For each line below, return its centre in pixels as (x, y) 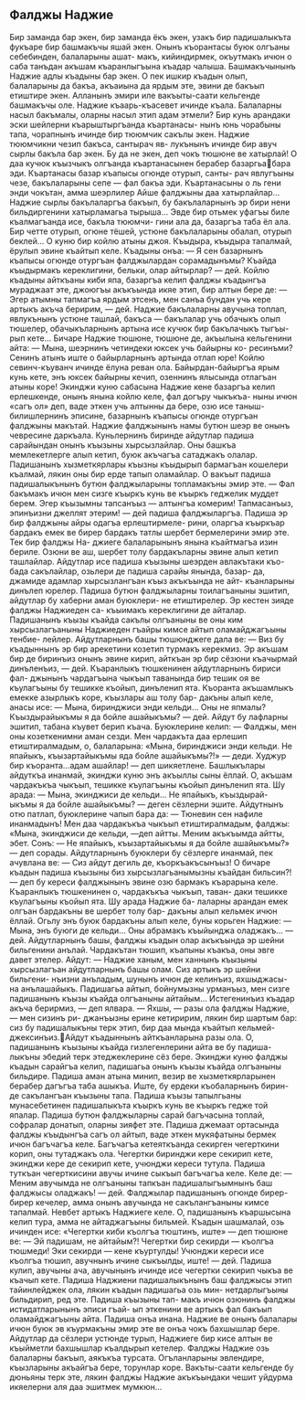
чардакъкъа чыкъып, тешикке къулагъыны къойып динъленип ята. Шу (148, 784)
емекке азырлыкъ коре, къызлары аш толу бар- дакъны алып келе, (142, 697)
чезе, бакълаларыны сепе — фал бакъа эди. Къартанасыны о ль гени (145, 183)
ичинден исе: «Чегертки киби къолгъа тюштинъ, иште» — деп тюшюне (149, 1231)
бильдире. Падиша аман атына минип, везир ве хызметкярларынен (142, 1076)
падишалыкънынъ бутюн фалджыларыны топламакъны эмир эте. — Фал (152, 483)
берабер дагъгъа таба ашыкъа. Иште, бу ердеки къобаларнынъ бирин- (149, 1086)
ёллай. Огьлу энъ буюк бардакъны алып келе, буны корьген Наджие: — (151, 920)
